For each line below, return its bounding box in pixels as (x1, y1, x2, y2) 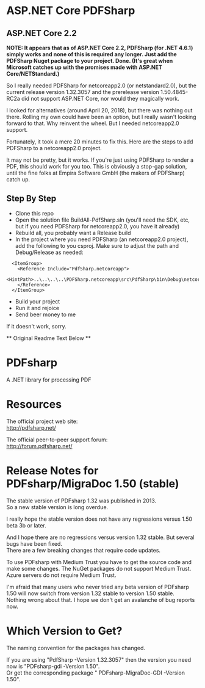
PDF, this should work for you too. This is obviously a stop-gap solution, (6, 163, 187, 170)
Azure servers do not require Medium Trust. (6, 571, 117, 579)
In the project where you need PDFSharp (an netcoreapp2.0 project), (15, 236, 189, 243)
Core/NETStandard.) (6, 70, 60, 77)
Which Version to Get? (6, 624, 123, 638)
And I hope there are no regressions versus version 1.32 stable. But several (6, 534, 195, 541)
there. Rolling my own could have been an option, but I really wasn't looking (6, 114, 196, 120)
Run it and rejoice (15, 304, 60, 311)
